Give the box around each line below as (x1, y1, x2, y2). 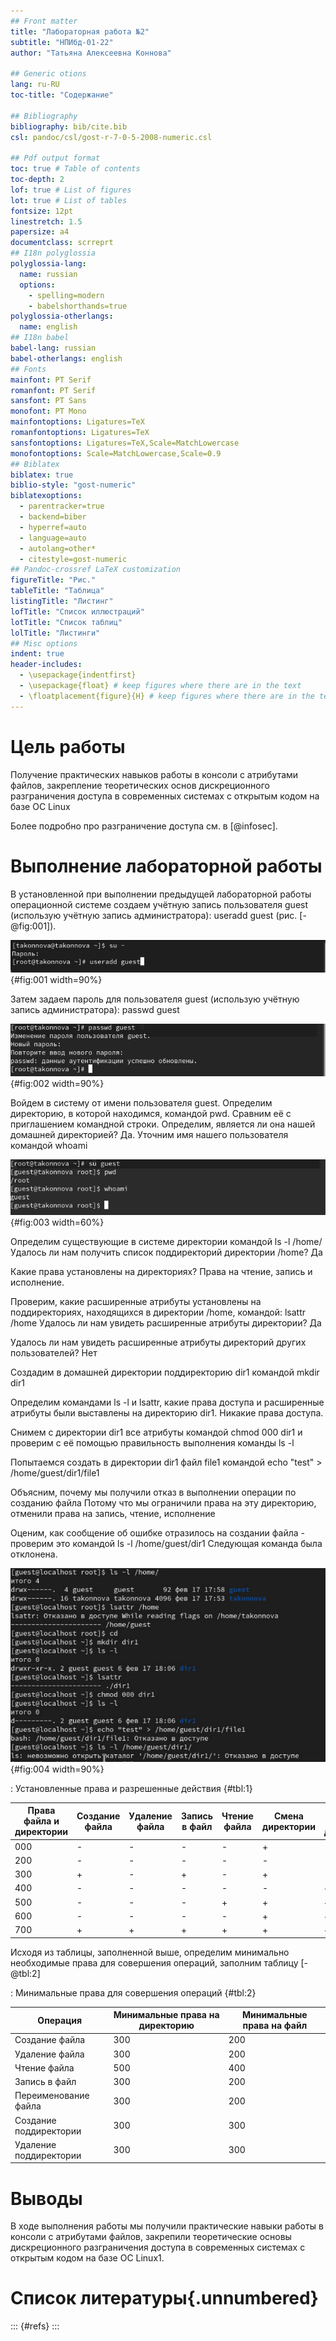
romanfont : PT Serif (10, 385, 97, 395)
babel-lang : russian (10, 343, 97, 353)
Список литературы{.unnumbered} (10, 2287, 319, 2310)
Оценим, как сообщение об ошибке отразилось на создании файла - (10, 1526, 305, 1539)
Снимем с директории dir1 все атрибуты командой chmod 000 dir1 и (10, 1426, 303, 1438)
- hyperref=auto (19, 522, 87, 532)
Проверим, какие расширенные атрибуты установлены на (10, 1295, 262, 1307)
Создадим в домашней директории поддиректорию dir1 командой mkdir (10, 1366, 320, 1378)
